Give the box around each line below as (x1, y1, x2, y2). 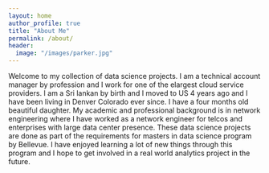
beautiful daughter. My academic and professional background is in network (8, 105, 261, 115)
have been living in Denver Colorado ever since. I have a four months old (8, 97, 249, 106)
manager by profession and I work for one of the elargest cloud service (8, 80, 244, 89)
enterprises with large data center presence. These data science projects (8, 122, 251, 132)
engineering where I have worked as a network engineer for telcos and (8, 114, 243, 123)
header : (8, 42, 35, 50)
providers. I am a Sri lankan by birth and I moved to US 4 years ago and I (8, 89, 248, 97)
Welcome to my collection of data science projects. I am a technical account (8, 72, 261, 80)
